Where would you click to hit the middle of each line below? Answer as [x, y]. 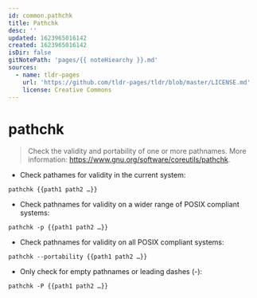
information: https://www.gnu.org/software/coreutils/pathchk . [129, 159]
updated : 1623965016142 [48, 38]
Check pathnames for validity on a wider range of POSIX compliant [130, 205]
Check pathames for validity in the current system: [103, 175]
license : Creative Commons [67, 90]
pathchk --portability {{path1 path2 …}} [78, 257]
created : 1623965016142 [48, 45]
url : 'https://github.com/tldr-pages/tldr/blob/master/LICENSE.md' [136, 82]
